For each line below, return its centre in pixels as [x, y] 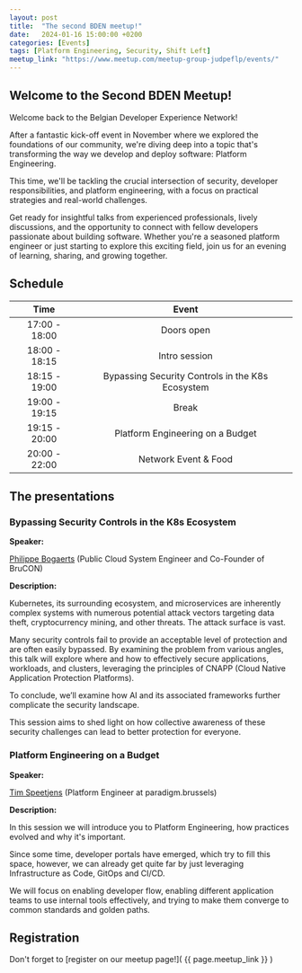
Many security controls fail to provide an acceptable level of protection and [148, 640]
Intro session [186, 356]
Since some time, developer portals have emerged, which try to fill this [140, 854]
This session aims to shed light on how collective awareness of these [138, 722]
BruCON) [26, 569]
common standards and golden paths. [80, 909]
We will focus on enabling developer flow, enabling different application [142, 890]
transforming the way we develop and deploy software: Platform [128, 154]
